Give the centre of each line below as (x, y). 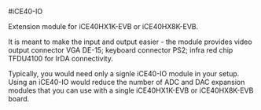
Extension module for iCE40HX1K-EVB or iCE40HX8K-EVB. (103, 26)
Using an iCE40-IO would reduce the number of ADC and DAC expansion (127, 82)
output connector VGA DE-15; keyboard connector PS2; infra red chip (121, 50)
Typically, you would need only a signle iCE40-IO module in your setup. (124, 73)
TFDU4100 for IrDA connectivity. (61, 59)
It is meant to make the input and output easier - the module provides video (130, 42)
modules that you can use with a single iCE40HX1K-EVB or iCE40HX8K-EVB (131, 90)
